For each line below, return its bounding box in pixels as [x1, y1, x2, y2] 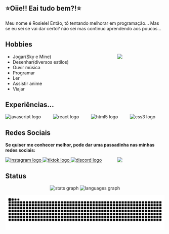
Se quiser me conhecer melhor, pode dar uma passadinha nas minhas [5, 142, 155, 148]
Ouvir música [12, 64, 40, 70]
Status [5, 171, 27, 180]
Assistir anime [12, 80, 43, 86]
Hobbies [5, 40, 33, 49]
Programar [12, 70, 35, 76]
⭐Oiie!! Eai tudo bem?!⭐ [5, 4, 82, 13]
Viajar [12, 85, 25, 92]
